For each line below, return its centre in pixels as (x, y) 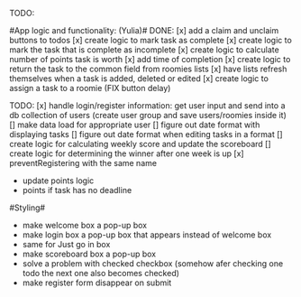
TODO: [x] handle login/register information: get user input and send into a (147, 106)
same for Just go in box (66, 244)
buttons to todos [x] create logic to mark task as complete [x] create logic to (151, 40)
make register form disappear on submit (97, 283)
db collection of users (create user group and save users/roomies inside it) (148, 115)
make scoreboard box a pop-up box (89, 254)
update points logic (58, 181)
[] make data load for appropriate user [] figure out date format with (135, 125)
